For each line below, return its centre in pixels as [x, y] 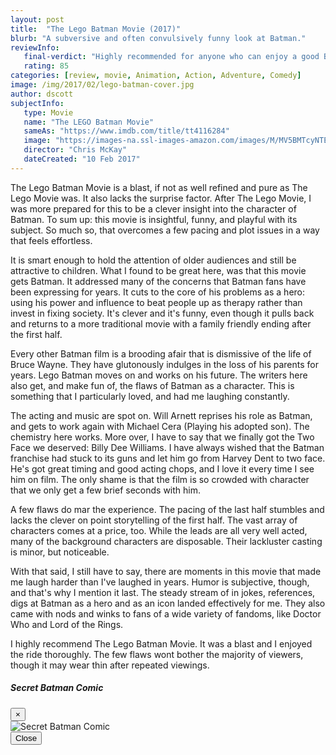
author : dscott [42, 94]
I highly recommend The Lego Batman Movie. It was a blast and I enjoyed [161, 643]
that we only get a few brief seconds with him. [105, 490]
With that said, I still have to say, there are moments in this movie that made [166, 571]
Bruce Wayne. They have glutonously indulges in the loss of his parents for [164, 364]
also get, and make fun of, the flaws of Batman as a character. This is [152, 385]
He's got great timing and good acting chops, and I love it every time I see [162, 468]
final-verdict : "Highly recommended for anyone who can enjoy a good [171, 57]
